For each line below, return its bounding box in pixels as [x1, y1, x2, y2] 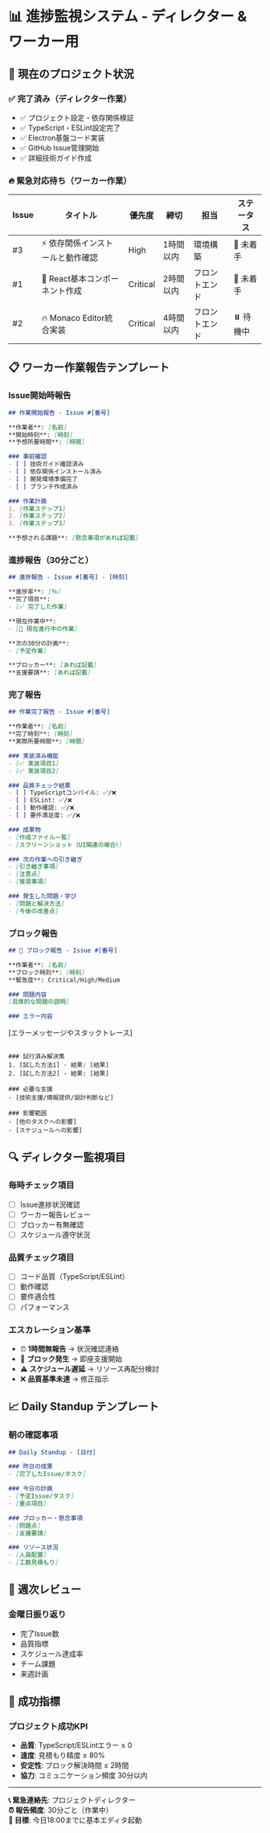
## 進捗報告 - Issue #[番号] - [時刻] [8, 573, 129, 581]
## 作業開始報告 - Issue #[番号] [8, 408, 111, 416]
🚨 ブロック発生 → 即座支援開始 [19, 1354, 123, 1363]
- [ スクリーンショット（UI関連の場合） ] [8, 841, 123, 849]
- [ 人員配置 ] [8, 1551, 47, 1560]
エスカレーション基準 [8, 1324, 91, 1335]
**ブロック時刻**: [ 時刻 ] [8, 968, 86, 977]
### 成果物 [8, 826, 42, 834]
